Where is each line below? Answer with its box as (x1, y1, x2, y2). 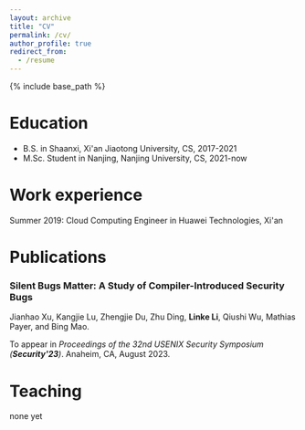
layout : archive (9, 13, 71, 23)
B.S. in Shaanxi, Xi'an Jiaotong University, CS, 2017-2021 (22, 142, 237, 153)
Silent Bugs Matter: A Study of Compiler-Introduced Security (9, 279, 285, 292)
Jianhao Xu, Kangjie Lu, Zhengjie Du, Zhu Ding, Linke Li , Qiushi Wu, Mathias (9, 311, 296, 322)
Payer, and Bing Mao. (9, 321, 89, 332)
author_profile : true (9, 38, 92, 48)
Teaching (9, 381, 82, 402)
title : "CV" (9, 22, 55, 31)
